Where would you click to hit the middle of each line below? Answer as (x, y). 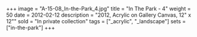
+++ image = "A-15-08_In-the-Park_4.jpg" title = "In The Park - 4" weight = (98, 9)
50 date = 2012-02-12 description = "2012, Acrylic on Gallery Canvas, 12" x (99, 15)
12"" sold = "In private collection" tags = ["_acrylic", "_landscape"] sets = (96, 21)
